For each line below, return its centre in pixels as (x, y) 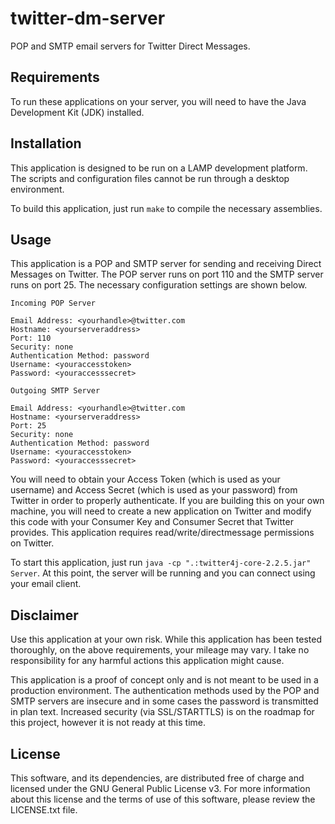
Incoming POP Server (53, 303)
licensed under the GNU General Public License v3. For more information (160, 788)
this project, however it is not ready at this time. (108, 723)
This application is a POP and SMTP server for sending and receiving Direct (166, 264)
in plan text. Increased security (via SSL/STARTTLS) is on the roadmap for (162, 712)
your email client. (46, 584)
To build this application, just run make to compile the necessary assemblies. (166, 208)
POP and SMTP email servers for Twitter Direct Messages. (130, 46)
